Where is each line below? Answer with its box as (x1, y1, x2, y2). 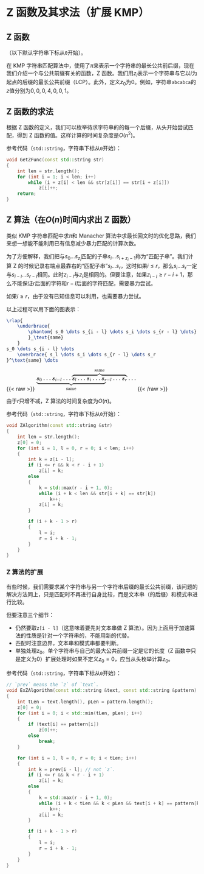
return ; (17, 191, 36, 197)
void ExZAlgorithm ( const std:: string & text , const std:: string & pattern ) (6, 688, 197, 694)
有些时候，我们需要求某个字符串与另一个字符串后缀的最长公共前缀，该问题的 (6, 583, 198, 590)
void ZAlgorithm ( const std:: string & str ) (6, 423, 113, 429)
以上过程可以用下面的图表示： (6, 305, 81, 312)
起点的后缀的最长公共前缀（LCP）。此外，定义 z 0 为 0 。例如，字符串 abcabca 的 (6, 78, 196, 87)
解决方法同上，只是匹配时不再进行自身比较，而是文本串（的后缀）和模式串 (6, 590, 192, 597)
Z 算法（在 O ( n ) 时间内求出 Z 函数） (6, 214, 135, 225)
